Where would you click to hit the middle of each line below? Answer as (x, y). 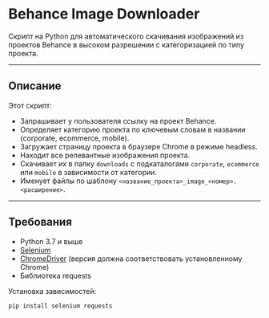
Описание (35, 86)
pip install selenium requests (60, 306)
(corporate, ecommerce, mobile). (74, 138)
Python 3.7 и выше (51, 241)
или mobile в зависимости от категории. (88, 172)
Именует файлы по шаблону (68, 181)
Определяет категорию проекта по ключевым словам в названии (132, 129)
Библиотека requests (56, 275)
